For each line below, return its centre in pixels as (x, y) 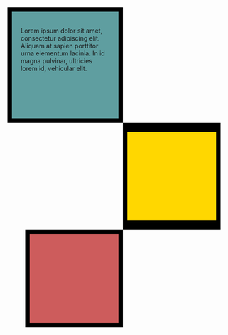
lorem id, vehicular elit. (54, 68)
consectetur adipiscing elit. (60, 38)
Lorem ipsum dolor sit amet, (62, 31)
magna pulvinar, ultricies (57, 61)
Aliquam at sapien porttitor (60, 46)
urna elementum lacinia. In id (63, 53)
